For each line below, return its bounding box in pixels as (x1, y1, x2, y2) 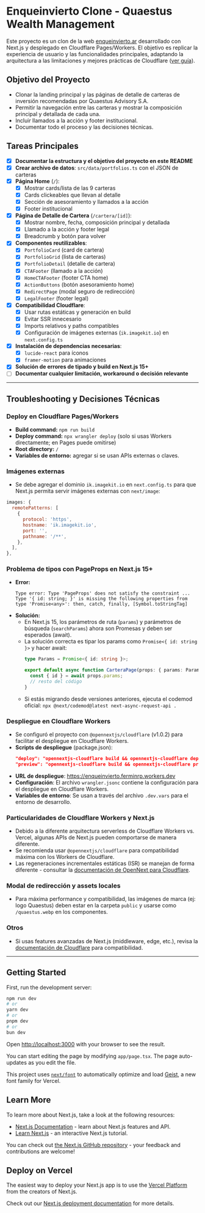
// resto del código (29, 679, 82, 685)
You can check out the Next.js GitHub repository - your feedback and (6, 1141, 181, 1148)
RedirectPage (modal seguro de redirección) (24, 288, 135, 295)
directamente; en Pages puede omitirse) (15, 439, 117, 446)
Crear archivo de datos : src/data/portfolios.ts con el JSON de (15, 164, 179, 172)
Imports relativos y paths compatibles (24, 322, 119, 329)
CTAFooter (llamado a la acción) (24, 267, 103, 274)
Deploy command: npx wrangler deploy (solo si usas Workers (15, 432, 172, 440)
